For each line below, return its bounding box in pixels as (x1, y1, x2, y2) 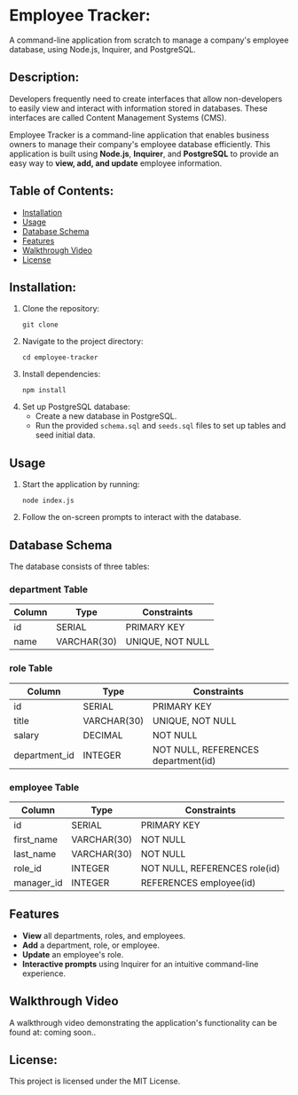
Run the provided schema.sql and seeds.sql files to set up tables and (35, 421, 286, 431)
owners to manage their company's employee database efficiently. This (9, 138, 271, 149)
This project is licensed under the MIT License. (9, 1075, 181, 1087)
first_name (13, 833, 59, 846)
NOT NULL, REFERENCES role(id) (140, 862, 281, 874)
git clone (21, 320, 59, 329)
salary (13, 729, 40, 741)
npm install (21, 386, 67, 395)
